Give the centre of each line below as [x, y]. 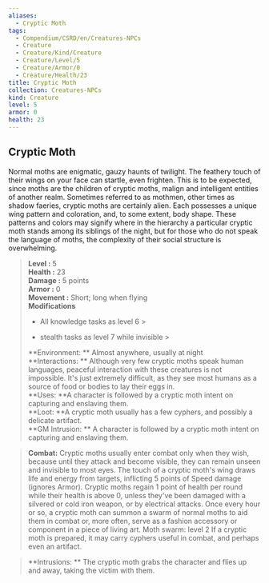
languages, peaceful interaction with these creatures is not [125, 369]
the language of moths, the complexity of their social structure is [115, 239]
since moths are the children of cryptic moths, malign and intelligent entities [133, 188]
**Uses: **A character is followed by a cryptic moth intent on [130, 395]
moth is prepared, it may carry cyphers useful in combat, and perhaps [143, 537]
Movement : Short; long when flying [88, 297]
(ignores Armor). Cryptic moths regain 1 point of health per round [135, 487]
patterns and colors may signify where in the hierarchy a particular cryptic [130, 222]
